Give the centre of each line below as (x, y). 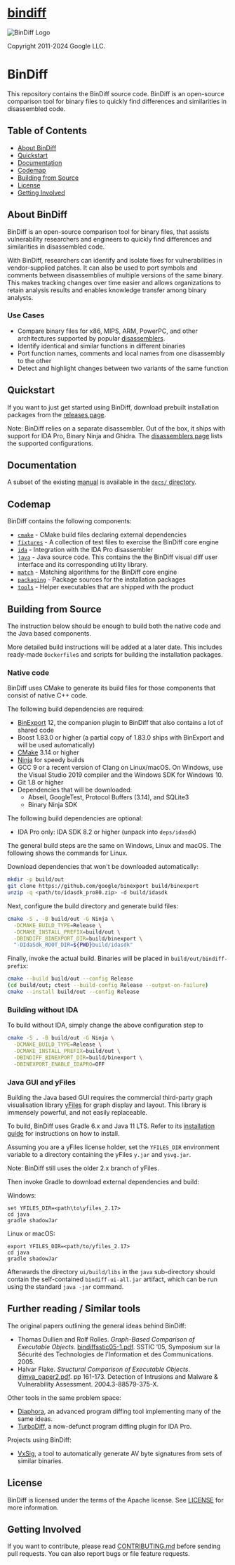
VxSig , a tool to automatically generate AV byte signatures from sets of (120, 1453)
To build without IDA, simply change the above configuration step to (105, 1025)
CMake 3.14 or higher (48, 752)
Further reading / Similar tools (74, 1309)
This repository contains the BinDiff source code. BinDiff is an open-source (116, 93)
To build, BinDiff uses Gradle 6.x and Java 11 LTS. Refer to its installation (111, 1126)
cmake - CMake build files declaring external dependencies (102, 535)
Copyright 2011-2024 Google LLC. (56, 46)
